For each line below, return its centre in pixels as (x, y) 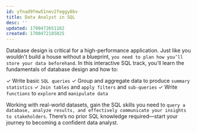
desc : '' (17, 22)
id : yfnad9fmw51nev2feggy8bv (42, 12)
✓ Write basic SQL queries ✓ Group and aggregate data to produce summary (98, 81)
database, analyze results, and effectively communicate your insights (96, 111)
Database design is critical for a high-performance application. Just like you (98, 50)
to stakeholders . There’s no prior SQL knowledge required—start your (92, 117)
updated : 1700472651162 (35, 28)
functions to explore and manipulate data (57, 94)
